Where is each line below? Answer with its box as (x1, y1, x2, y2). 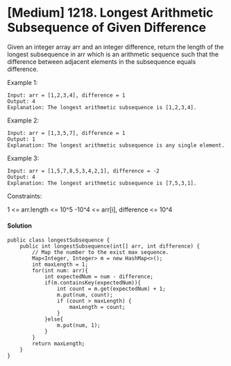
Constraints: (7, 191, 42, 200)
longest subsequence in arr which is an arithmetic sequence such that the (7, 50, 219, 58)
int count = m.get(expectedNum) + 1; (56, 285, 166, 293)
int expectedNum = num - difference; (44, 273, 154, 280)
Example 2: (7, 116, 40, 125)
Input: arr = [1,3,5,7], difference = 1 (7, 129, 126, 136)
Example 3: (7, 154, 40, 162)
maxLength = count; (69, 304, 126, 311)
